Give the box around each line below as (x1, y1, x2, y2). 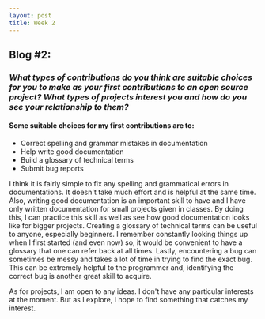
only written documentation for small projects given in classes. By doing (9, 205, 244, 214)
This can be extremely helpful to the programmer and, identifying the (9, 263, 234, 272)
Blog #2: (9, 48, 51, 62)
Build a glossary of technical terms (20, 156, 134, 165)
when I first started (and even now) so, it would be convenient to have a (9, 238, 243, 247)
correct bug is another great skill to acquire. (9, 272, 153, 281)
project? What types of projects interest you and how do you (9, 92, 248, 103)
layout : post (9, 11, 52, 20)
